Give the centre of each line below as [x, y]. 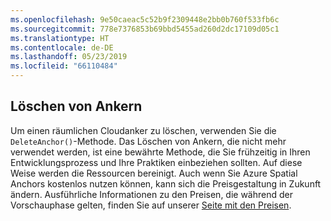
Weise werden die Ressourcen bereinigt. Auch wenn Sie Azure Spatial [154, 173]
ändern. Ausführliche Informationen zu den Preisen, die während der [151, 194]
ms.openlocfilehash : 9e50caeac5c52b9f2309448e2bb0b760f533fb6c [145, 19]
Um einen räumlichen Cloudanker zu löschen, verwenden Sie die [143, 130]
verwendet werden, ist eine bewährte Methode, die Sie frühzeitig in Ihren [160, 152]
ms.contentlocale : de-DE [62, 47]
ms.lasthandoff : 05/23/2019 [69, 57]
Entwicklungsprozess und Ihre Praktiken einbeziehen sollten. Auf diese [156, 162]
